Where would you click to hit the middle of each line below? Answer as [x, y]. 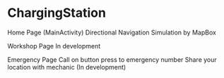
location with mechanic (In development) [67, 67]
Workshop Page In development [54, 46]
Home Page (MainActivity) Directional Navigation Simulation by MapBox [112, 32]
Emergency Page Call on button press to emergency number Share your [112, 59]
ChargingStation [57, 13]
